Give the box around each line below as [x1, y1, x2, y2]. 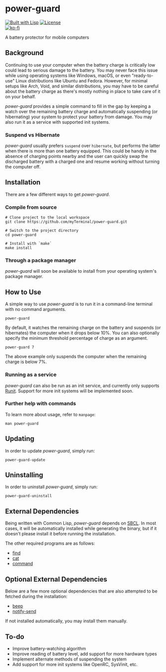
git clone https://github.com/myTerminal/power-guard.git [5, 220, 127, 224]
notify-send [12, 608, 36, 614]
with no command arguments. [5, 306, 66, 312]
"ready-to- [131, 73, 154, 78]
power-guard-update [5, 457, 46, 462]
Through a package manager [5, 257, 76, 264]
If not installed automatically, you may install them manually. [5, 618, 128, 624]
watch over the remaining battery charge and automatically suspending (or [5, 108, 158, 114]
